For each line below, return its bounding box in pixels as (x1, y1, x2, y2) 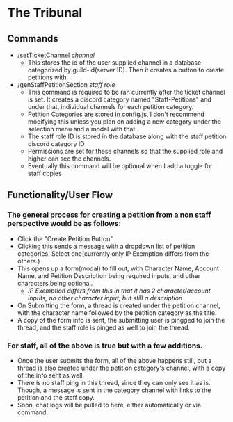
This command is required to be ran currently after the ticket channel (27, 88, 225, 96)
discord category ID (27, 140, 85, 147)
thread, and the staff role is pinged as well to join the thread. (17, 323, 190, 332)
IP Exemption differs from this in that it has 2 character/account (27, 286, 211, 295)
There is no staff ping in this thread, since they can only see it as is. (17, 378, 211, 387)
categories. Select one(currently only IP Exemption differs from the (17, 249, 209, 258)
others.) (17, 257, 40, 265)
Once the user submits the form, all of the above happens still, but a (17, 356, 212, 364)
